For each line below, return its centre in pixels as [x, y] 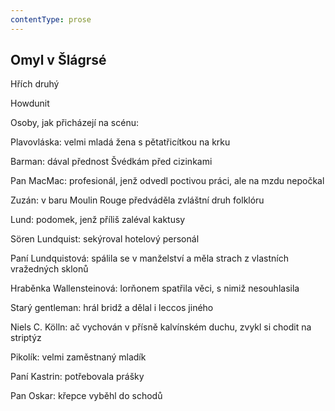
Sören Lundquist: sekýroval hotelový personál [105, 239]
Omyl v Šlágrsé [58, 60]
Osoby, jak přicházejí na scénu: [75, 123]
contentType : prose [51, 19]
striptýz [26, 338]
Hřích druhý [35, 84]
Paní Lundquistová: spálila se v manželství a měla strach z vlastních [149, 258]
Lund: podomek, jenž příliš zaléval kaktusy [98, 220]
